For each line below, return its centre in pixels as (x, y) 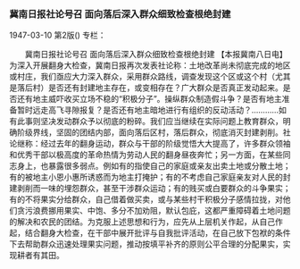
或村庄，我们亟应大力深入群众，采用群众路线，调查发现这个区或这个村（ (142, 77)
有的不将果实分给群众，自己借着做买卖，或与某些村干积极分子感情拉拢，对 (146, 199)
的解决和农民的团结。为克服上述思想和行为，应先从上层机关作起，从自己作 (146, 222)
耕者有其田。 (40, 256)
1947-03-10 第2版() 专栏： (58, 35)
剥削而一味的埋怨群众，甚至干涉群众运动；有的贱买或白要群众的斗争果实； (154, 189)
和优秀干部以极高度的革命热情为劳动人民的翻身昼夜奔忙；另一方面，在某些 (146, 155)
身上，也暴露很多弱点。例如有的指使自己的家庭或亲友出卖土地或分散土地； (154, 166)
